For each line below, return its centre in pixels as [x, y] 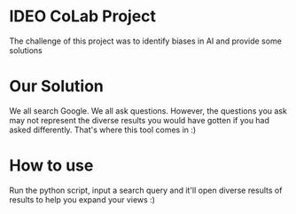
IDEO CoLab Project [83, 16]
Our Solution [57, 87]
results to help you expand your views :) [82, 199]
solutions [26, 50]
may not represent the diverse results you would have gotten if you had [140, 120]
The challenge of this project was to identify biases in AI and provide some [145, 41]
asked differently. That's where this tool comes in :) [103, 130]
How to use [51, 166]
